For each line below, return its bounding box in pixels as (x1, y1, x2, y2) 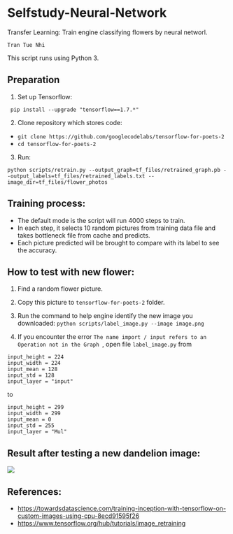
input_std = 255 (7, 422, 55, 429)
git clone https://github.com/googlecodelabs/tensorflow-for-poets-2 (17, 133, 225, 140)
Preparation (7, 74, 60, 86)
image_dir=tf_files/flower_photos (7, 178, 108, 186)
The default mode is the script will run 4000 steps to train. (17, 216, 185, 224)
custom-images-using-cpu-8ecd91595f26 (17, 512, 140, 520)
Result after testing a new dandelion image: (7, 447, 201, 459)
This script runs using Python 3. (7, 54, 99, 62)
